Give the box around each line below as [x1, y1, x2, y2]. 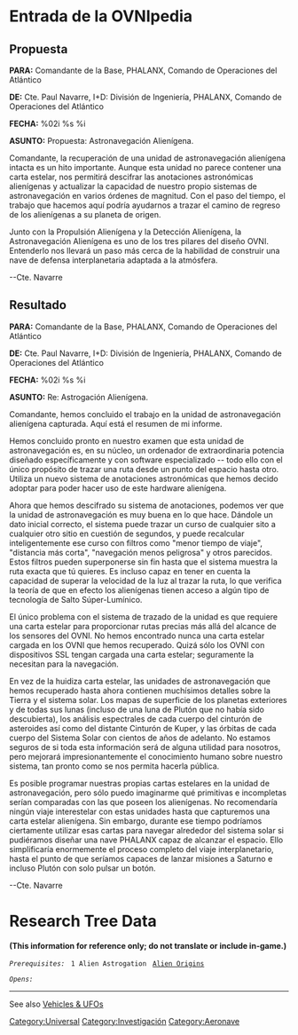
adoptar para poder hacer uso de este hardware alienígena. [9, 482, 227, 494]
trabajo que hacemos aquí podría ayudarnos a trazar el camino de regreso [9, 200, 281, 210]
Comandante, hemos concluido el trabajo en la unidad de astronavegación [9, 408, 281, 419]
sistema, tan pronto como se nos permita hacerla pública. [9, 761, 220, 771]
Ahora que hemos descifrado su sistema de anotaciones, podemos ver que [9, 500, 284, 510]
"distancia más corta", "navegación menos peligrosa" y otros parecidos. [9, 547, 273, 557]
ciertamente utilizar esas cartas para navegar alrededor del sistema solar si [9, 825, 284, 835]
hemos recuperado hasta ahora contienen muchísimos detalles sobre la [9, 685, 271, 696]
